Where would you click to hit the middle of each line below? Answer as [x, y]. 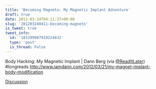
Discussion [16, 81]
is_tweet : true [21, 28]
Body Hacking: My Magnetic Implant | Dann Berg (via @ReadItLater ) [75, 61]
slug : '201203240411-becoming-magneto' [47, 24]
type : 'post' [23, 42]
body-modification [24, 72]
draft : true [17, 14]
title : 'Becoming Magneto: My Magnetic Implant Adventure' [68, 10]
